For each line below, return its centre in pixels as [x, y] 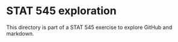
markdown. [20, 33]
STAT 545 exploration [61, 11]
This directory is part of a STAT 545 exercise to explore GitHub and [89, 27]
